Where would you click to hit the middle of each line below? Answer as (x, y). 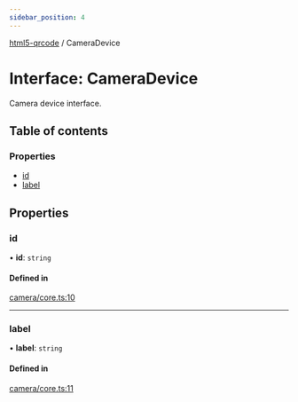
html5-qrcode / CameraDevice (65, 43)
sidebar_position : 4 (47, 17)
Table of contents (59, 131)
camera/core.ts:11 (41, 388)
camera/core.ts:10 (42, 297)
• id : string (30, 257)
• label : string (36, 348)
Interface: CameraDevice (104, 79)
